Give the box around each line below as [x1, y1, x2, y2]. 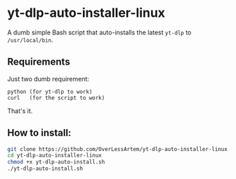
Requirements [7, 56, 70, 68]
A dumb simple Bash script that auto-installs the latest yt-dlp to [7, 28, 192, 37]
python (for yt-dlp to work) [7, 88, 93, 95]
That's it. [7, 107, 33, 115]
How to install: [7, 127, 72, 139]
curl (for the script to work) [7, 94, 105, 101]
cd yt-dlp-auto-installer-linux [7, 152, 102, 159]
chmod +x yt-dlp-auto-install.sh [7, 159, 105, 166]
